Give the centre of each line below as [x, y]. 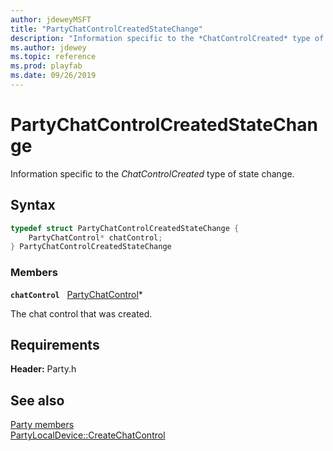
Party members [42, 425]
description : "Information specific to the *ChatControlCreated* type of [167, 38]
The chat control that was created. [81, 313]
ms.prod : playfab [46, 66]
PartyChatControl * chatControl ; [95, 237]
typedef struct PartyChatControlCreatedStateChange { [125, 228]
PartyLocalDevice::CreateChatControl [88, 435]
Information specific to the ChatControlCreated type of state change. [152, 173]
